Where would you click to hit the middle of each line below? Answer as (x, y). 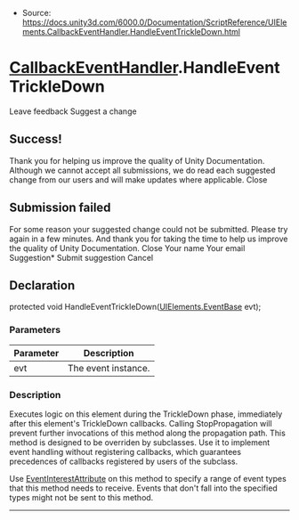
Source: (36, 13)
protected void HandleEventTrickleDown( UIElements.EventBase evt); (135, 307)
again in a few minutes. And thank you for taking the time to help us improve (149, 239)
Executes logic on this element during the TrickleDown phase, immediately (146, 414)
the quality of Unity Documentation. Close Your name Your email (127, 248)
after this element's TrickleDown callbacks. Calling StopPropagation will (141, 423)
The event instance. (109, 368)
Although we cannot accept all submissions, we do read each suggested (142, 170)
